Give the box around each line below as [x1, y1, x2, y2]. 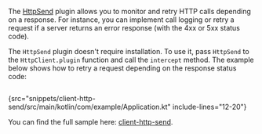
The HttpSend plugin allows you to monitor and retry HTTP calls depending [8, 7, 251, 16]
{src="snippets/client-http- [8, 94, 96, 103]
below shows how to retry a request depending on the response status [8, 63, 237, 73]
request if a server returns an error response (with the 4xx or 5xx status [8, 24, 241, 32]
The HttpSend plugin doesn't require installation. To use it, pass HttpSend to [8, 47, 249, 56]
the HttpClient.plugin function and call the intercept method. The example [8, 55, 254, 64]
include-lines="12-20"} [172, 102, 247, 111]
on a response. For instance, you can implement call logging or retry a [8, 15, 235, 24]
